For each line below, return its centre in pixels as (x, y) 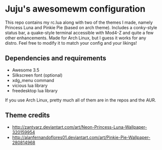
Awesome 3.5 (26, 70)
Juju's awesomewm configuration (75, 9)
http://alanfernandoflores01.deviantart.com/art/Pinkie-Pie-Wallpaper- (81, 137)
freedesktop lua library (35, 90)
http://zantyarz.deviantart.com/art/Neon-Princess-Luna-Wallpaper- (79, 127)
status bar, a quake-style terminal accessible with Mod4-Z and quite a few (79, 33)
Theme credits (27, 115)
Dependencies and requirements (56, 58)
